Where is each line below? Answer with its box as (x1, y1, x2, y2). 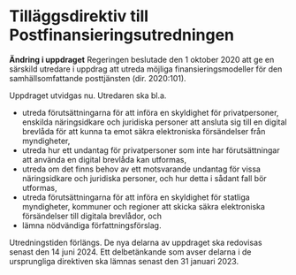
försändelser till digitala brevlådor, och (21, 210, 162, 221)
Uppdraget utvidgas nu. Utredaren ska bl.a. (9, 90, 167, 101)
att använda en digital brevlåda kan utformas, (21, 154, 187, 164)
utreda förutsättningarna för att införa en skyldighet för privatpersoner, (21, 107, 279, 118)
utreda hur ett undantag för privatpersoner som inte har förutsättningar (21, 144, 280, 156)
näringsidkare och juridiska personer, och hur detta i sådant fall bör (21, 172, 267, 183)
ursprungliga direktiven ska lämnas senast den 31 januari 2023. (9, 256, 239, 266)
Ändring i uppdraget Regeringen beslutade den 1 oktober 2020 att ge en (9, 54, 275, 65)
